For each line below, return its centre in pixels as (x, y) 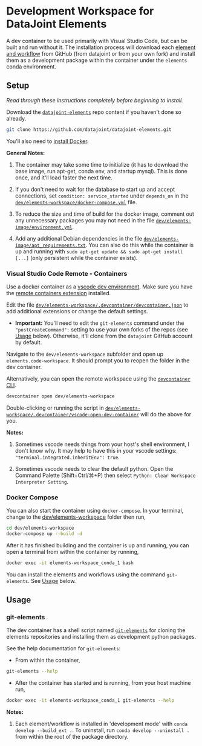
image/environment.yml (44, 227)
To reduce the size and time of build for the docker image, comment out (105, 214)
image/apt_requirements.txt (50, 245)
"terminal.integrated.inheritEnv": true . (67, 457)
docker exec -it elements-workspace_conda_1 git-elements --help (90, 701)
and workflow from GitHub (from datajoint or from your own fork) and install (101, 53)
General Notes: (26, 153)
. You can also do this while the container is (140, 245)
